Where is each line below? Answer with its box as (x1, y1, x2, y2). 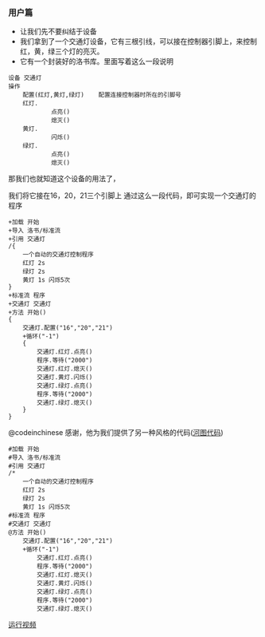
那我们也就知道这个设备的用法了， (8, 174, 120, 184)
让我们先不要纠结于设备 (19, 26, 97, 37)
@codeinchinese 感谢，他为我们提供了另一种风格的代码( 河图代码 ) (8, 428, 224, 437)
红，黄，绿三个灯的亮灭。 (19, 46, 104, 57)
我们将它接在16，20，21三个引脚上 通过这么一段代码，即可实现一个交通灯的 (8, 191, 256, 200)
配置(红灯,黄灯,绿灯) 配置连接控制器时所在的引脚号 (22, 91, 181, 99)
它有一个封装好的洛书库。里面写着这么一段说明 (19, 57, 173, 66)
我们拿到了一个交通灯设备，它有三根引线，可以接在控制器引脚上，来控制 (19, 37, 257, 46)
